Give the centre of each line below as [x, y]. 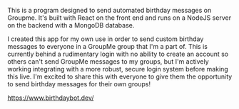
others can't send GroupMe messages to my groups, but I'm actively [108, 62]
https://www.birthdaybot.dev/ [51, 98]
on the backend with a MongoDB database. [71, 25]
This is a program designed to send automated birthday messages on [110, 10]
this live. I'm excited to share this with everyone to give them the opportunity [120, 76]
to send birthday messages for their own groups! [79, 84]
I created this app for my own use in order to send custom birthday [106, 39]
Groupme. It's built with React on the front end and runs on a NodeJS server [119, 18]
